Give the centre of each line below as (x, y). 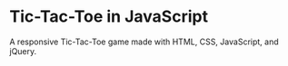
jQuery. (23, 51)
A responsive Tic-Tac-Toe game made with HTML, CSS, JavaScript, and (144, 42)
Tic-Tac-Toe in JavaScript (109, 17)
